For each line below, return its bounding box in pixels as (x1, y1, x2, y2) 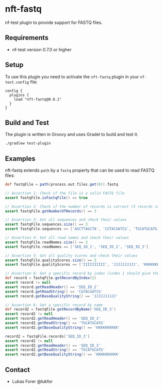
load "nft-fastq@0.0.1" (14, 97, 62, 102)
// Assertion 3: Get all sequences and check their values (5, 217, 127, 222)
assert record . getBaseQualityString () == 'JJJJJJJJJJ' (5, 293, 118, 298)
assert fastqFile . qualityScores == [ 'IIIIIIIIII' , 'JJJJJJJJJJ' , (5, 262, 140, 267)
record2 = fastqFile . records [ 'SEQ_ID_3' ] (5, 334, 90, 339)
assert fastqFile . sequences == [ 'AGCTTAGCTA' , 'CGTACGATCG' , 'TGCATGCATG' (5, 227, 160, 232)
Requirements (5, 34, 49, 42)
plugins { (9, 93, 29, 97)
